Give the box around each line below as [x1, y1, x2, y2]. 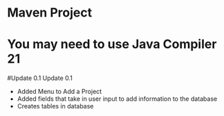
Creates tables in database [17, 102, 94, 110]
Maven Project [7, 5, 92, 21]
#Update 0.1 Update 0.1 [7, 74, 73, 82]
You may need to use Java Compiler [7, 37, 217, 52]
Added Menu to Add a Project [17, 88, 102, 96]
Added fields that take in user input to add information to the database [17, 95, 218, 103]
